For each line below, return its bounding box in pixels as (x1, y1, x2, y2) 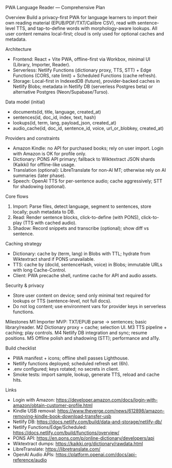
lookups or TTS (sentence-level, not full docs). (12, 298, 112, 304)
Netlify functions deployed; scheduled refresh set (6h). (12, 361, 129, 367)
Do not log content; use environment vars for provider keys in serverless (12, 303, 166, 309)
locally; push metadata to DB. (12, 209, 75, 215)
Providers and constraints (5, 135, 60, 141)
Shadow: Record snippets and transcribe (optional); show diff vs (12, 225, 149, 231)
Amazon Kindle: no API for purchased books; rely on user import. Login (12, 145, 164, 151)
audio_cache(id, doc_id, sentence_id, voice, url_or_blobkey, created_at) (12, 125, 164, 131)
